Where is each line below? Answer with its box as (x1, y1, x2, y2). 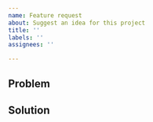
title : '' (8, 26, 41, 34)
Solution (8, 103, 50, 116)
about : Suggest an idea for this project (8, 19, 146, 27)
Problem (8, 76, 51, 91)
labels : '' (8, 33, 44, 42)
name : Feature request (8, 11, 82, 20)
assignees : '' (8, 41, 55, 49)
